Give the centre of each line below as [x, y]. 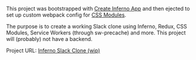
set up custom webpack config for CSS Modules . [66, 15]
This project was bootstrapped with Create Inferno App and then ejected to [98, 9]
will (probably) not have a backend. [49, 39]
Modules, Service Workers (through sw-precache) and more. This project [96, 33]
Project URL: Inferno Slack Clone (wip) [53, 50]
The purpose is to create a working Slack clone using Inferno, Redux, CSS [97, 26]
